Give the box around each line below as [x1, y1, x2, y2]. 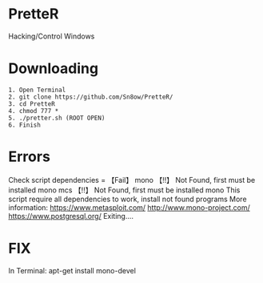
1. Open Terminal [8, 86, 66, 94]
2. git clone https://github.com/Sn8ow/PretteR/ [8, 93, 173, 101]
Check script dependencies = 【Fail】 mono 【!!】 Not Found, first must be [8, 175, 256, 184]
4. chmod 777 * [8, 107, 59, 115]
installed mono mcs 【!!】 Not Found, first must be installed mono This [8, 185, 241, 195]
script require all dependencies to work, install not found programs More [8, 194, 247, 204]
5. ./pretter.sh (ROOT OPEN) [8, 114, 106, 122]
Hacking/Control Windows [8, 31, 95, 41]
